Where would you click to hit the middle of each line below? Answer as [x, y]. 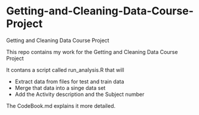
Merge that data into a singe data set [60, 87]
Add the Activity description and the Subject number [79, 94]
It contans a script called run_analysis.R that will [65, 69]
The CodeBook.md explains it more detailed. [61, 105]
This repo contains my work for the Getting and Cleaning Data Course [92, 52]
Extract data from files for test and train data [69, 81]
